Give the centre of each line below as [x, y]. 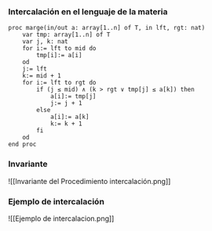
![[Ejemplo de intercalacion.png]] [61, 218]
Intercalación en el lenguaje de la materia [88, 12]
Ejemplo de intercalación [56, 201]
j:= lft [35, 69]
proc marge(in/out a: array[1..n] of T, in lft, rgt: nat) [107, 28]
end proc [22, 144]
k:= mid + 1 [42, 76]
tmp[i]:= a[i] [59, 56]
